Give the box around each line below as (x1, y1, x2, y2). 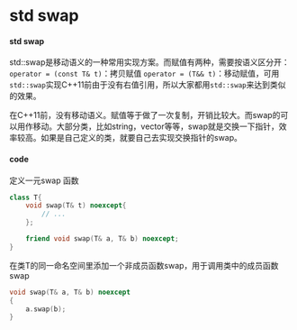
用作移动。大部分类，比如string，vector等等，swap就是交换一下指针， (16, 121, 279, 132)
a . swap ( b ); (25, 304, 67, 314)
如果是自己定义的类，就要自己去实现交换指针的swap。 (40, 133, 243, 143)
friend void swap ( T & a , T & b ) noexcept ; (25, 234, 179, 243)
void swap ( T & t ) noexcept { (25, 201, 127, 210)
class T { (9, 193, 42, 202)
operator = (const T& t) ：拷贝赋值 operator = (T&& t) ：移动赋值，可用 (9, 69, 280, 79)
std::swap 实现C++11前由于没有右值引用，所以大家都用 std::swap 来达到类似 (9, 79, 286, 90)
